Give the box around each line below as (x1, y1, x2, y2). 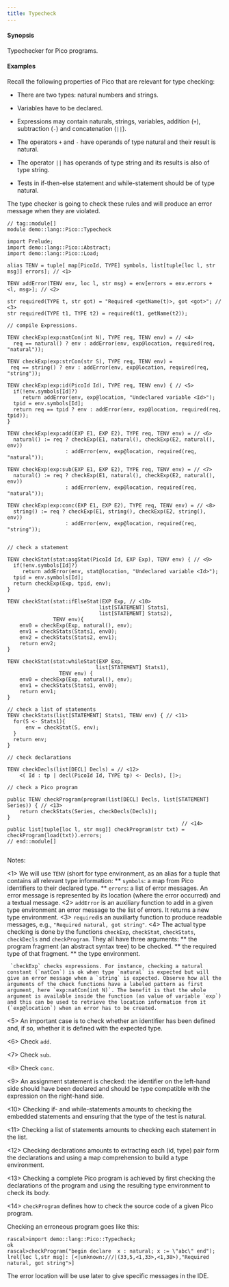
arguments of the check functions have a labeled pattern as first (7, 981, 204, 988)
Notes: (7, 856, 26, 865)
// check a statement (7, 544, 69, 551)
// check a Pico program (7, 784, 78, 791)
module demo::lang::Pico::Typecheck (7, 226, 111, 233)
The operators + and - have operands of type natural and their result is (16, 138, 217, 146)
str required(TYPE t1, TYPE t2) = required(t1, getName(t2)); (7, 310, 188, 317)
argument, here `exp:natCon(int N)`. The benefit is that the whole (7, 987, 206, 994)
